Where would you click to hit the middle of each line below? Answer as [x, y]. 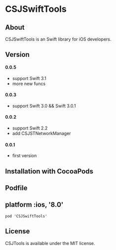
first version [24, 156]
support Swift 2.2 [30, 128]
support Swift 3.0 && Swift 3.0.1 [44, 106]
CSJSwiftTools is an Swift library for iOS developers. [58, 39]
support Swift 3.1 [29, 78]
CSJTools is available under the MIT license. [50, 243]
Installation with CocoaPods [49, 171]
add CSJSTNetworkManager [41, 133]
